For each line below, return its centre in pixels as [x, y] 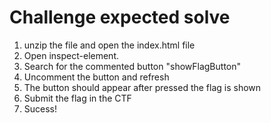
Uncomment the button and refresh [96, 77]
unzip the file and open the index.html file [109, 45]
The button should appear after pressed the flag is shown [142, 87]
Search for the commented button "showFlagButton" [132, 66]
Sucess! [40, 108]
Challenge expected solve [120, 17]
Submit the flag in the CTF [77, 98]
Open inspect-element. [71, 55]
